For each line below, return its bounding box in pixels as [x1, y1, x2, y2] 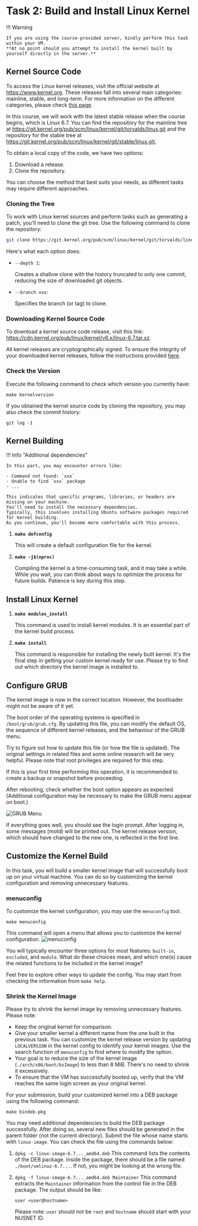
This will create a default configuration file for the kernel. [14, 542, 153, 549]
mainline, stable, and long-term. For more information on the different [6, 95, 175, 102]
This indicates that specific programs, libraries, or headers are [6, 494, 176, 500]
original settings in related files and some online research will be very [6, 750, 174, 758]
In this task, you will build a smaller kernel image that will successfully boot [6, 866, 188, 874]
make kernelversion [6, 392, 54, 397]
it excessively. [14, 1068, 49, 1075]
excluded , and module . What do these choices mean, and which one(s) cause [6, 953, 192, 960]
